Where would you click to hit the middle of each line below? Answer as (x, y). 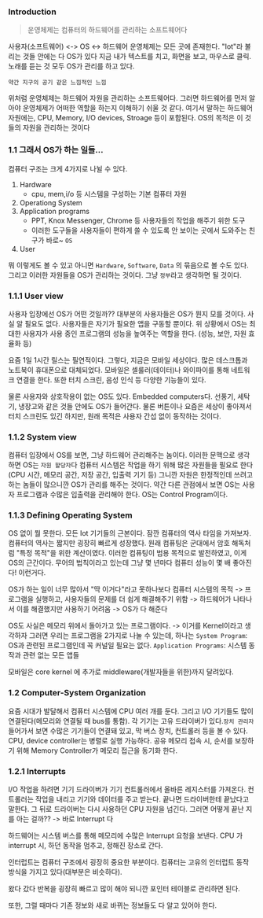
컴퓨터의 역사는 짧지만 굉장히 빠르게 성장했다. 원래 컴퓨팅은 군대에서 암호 (119, 543)
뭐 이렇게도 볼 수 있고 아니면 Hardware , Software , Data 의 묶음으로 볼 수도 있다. (128, 265)
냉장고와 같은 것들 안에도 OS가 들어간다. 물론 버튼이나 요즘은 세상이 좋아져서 (135, 406)
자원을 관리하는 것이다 (56, 127)
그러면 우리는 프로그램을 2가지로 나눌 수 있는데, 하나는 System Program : (138, 636)
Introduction (32, 12)
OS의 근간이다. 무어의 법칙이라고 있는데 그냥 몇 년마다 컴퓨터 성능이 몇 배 (120, 563)
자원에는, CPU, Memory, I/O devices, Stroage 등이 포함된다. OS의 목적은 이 (126, 118)
